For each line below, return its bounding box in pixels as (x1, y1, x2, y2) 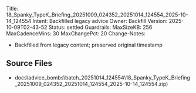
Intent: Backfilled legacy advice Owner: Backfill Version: (32, 18, 168, 24)
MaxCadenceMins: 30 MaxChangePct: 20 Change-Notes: (6, 30, 146, 37)
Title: (6, 5, 19, 12)
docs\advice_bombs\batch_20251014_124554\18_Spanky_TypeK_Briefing (14, 74, 191, 81)
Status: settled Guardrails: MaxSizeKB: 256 (48, 24, 153, 31)
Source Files (6, 58, 53, 68)
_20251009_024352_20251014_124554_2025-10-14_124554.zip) (14, 80, 168, 87)
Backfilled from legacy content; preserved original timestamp (14, 41, 163, 48)
